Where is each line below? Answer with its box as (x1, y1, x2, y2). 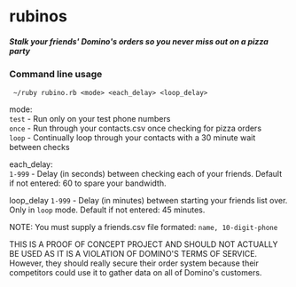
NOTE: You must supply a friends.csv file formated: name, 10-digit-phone (9, 221, 278, 232)
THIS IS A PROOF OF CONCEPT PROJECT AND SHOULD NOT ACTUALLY (9, 238, 278, 250)
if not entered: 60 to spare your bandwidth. (9, 178, 167, 188)
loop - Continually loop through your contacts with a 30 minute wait (9, 132, 256, 143)
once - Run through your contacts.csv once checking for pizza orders (9, 123, 262, 133)
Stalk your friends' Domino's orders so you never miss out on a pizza (9, 36, 269, 46)
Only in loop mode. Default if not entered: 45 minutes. (9, 204, 206, 215)
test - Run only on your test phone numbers (9, 113, 171, 124)
